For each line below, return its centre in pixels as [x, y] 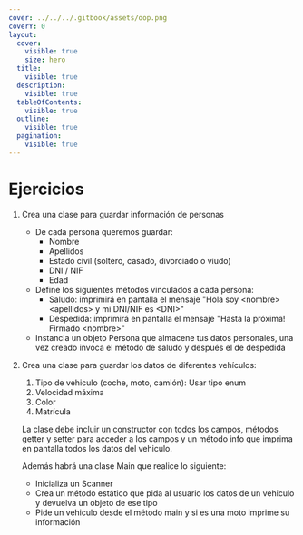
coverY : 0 [27, 26]
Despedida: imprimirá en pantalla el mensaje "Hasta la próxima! [167, 318]
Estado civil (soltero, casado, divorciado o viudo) [140, 260]
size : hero [45, 60]
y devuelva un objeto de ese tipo [96, 502]
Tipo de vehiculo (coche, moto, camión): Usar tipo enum [141, 383]
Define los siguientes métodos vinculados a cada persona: [145, 289]
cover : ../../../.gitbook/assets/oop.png [88, 18]
